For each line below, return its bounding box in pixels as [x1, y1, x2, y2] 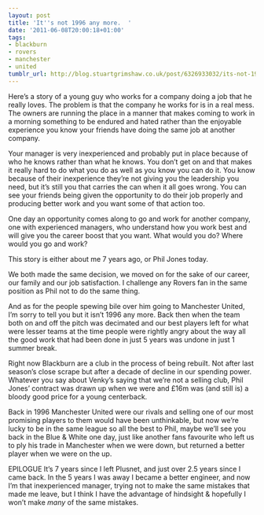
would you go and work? [8, 239, 88, 248]
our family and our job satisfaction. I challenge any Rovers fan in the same [8, 278, 247, 287]
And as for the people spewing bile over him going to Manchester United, [8, 301, 245, 311]
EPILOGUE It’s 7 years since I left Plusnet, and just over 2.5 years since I [8, 464, 241, 473]
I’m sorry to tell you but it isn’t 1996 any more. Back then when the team [8, 310, 240, 319]
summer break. [8, 343, 57, 352]
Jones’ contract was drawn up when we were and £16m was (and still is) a [8, 383, 249, 393]
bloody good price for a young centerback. [8, 392, 148, 401]
